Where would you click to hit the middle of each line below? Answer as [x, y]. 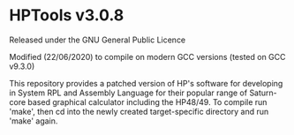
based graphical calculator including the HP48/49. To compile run [147, 101]
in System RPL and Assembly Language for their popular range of [128, 93]
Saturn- [264, 93]
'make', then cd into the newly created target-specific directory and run [139, 111]
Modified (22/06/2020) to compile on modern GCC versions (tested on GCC [147, 56]
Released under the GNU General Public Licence [98, 40]
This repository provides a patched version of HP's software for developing [146, 83]
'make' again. [34, 121]
